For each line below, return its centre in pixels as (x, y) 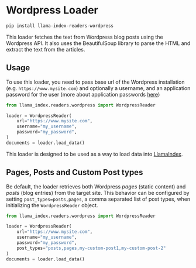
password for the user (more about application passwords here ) (83, 94)
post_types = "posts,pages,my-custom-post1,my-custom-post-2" (91, 248)
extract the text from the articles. (46, 49)
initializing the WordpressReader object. (52, 205)
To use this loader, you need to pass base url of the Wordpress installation (95, 82)
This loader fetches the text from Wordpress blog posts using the (85, 37)
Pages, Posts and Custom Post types (75, 172)
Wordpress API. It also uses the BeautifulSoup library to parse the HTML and (98, 43)
